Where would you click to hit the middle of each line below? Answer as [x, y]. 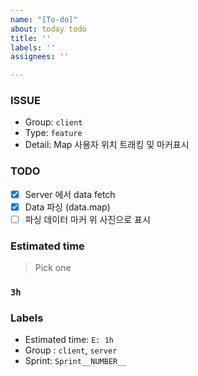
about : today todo [48, 29]
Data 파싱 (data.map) [67, 207]
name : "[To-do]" [44, 19]
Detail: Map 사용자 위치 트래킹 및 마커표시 [107, 145]
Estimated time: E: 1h [69, 340]
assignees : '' [40, 57]
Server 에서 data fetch [70, 194]
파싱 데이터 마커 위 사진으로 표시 [87, 219]
